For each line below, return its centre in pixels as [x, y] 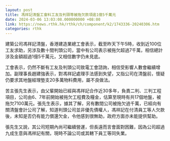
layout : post [19, 10]
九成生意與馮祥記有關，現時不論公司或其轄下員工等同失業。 [67, 133]
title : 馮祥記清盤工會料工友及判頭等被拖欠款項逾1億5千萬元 [61, 15]
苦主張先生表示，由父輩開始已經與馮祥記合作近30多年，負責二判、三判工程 [83, 91]
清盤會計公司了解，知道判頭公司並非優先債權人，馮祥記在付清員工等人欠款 [87, 110]
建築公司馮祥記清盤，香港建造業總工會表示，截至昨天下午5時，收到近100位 [83, 44]
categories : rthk [24, 29]
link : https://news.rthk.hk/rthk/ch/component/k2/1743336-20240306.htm [82, 24]
